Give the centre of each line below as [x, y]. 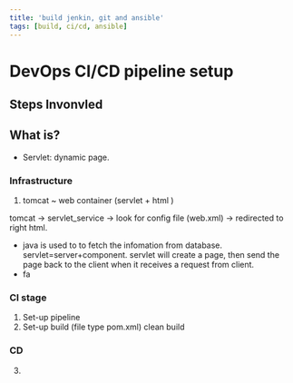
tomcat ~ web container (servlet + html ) [98, 201]
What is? [35, 136]
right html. [29, 228]
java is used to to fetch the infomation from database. [122, 245]
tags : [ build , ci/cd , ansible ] [68, 26]
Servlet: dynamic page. [66, 157]
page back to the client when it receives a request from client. [138, 265]
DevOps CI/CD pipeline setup [122, 71]
